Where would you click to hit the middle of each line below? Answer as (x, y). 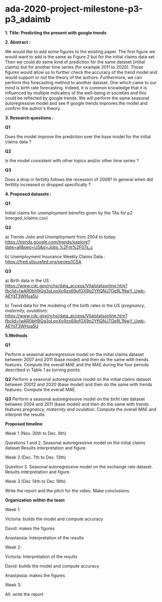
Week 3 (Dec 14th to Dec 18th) (35, 481)
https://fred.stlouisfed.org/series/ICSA (43, 261)
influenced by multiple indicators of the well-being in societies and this (76, 93)
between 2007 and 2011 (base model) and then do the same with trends (77, 359)
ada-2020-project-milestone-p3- (74, 9)
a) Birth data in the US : (28, 280)
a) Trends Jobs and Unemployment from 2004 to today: (61, 237)
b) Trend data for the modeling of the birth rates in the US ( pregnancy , (75, 305)
